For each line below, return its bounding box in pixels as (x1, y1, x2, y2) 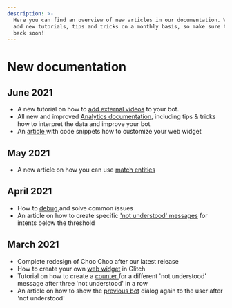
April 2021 (7, 185, 52, 197)
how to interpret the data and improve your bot (17, 120, 151, 128)
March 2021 (7, 239, 59, 251)
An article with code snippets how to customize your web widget (17, 127, 202, 136)
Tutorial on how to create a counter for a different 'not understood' (17, 271, 207, 280)
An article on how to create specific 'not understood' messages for (17, 211, 209, 219)
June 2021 (7, 87, 53, 98)
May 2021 (7, 147, 50, 159)
